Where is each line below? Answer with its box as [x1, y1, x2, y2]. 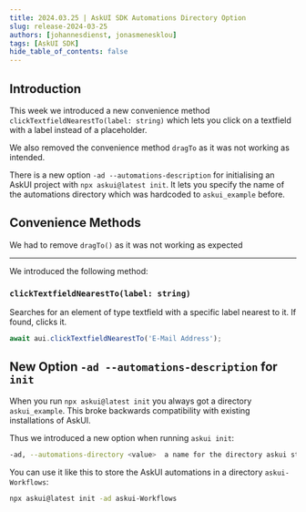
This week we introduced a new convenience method [9, 105, 210, 116]
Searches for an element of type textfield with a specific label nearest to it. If [9, 307, 297, 318]
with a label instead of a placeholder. [9, 124, 148, 135]
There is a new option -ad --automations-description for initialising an [9, 169, 275, 180]
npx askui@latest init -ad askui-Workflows [9, 494, 178, 503]
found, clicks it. [9, 316, 67, 328]
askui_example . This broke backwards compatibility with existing [9, 404, 250, 415]
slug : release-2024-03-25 [9, 22, 107, 31]
